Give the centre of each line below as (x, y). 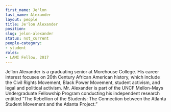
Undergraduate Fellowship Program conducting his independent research (82, 93)
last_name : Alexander (28, 15)
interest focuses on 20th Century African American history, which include (83, 77)
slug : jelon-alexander (29, 34)
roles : (12, 52)
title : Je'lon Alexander (32, 24)
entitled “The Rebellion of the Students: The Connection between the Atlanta (86, 99)
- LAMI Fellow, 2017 (27, 57)
